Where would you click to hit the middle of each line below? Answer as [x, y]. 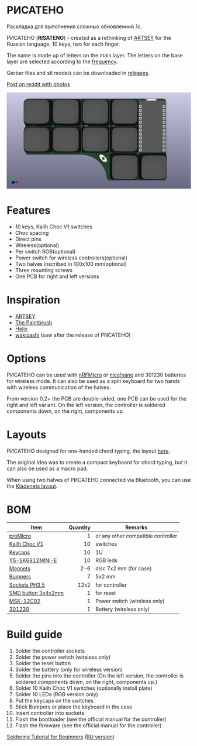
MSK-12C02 [25, 601]
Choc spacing [32, 232]
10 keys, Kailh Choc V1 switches [53, 227]
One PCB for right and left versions [57, 276]
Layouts [27, 434]
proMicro [20, 536]
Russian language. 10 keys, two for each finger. [63, 44]
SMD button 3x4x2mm [36, 593]
